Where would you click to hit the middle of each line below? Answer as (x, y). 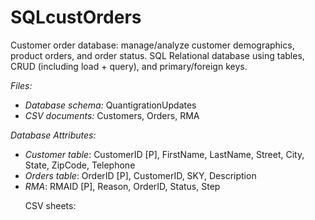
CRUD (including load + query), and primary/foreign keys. (129, 66)
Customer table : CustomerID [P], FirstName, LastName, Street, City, (164, 154)
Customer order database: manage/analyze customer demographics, (152, 45)
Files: (21, 85)
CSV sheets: (50, 205)
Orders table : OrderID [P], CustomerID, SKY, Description (140, 175)
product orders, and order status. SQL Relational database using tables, (157, 55)
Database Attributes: (53, 135)
